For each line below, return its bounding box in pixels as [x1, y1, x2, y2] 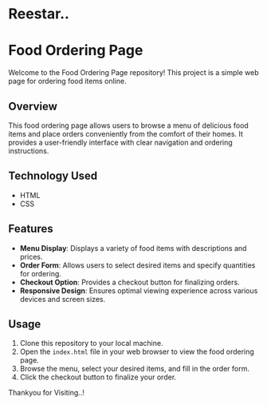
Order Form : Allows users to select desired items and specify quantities [19, 260, 256, 270]
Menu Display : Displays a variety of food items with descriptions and [19, 243, 247, 252]
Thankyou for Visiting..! [8, 388, 85, 398]
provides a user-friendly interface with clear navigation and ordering [8, 137, 233, 147]
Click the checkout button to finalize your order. [19, 372, 177, 382]
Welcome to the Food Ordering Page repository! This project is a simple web [8, 68, 259, 77]
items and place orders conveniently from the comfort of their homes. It [8, 129, 243, 138]
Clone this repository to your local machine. [19, 339, 163, 348]
